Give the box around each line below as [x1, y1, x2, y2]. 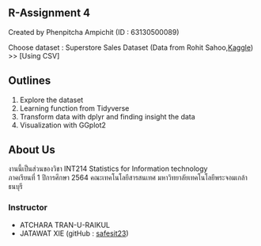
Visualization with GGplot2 [19, 120, 107, 130]
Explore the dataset [19, 95, 84, 104]
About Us [8, 143, 55, 157]
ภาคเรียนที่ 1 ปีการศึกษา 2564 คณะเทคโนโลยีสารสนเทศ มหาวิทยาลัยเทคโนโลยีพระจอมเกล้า [8, 173, 248, 183]
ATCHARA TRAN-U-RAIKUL [19, 220, 111, 229]
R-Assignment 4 [8, 6, 91, 20]
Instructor [8, 202, 47, 213]
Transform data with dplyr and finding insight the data [19, 112, 195, 121]
